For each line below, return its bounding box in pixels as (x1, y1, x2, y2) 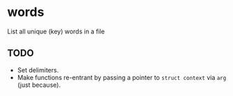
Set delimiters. (17, 65, 59, 74)
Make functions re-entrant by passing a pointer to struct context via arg (17, 73, 227, 81)
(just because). (17, 81, 61, 89)
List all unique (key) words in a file (7, 27, 106, 35)
